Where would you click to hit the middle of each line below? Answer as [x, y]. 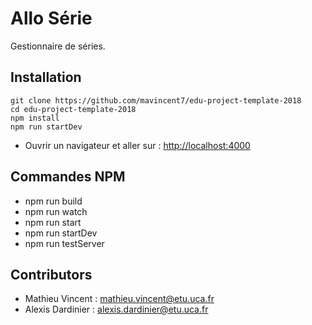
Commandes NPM [68, 177]
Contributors [51, 274]
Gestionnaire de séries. [58, 46]
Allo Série [51, 18]
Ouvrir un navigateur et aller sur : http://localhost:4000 [137, 145]
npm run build [53, 201]
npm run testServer [64, 243]
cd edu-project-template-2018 [73, 109]
